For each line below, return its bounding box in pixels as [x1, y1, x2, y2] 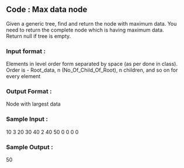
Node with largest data [6, 100, 61, 107]
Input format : [6, 47, 46, 55]
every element [6, 73, 41, 80]
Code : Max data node [6, 5, 88, 15]
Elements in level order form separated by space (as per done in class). [6, 61, 178, 68]
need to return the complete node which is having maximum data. [6, 26, 165, 33]
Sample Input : [6, 115, 48, 123]
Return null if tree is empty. [6, 32, 71, 40]
